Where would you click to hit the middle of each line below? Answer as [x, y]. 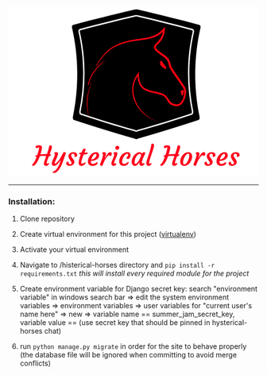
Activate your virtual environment [74, 249]
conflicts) [35, 363]
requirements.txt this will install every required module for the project [134, 273]
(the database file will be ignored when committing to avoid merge [128, 355]
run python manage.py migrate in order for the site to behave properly [133, 346]
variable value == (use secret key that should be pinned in [115, 323]
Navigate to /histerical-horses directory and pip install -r [117, 265]
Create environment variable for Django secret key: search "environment [139, 289]
